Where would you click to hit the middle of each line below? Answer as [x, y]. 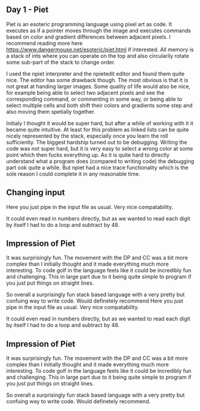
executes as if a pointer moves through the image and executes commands [99, 30]
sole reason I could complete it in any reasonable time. [73, 174]
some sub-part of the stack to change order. [61, 62]
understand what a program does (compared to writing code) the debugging [100, 161]
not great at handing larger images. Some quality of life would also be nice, [99, 86]
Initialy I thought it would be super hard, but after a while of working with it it [100, 123]
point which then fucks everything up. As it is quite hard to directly [88, 155]
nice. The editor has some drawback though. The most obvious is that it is [97, 80]
